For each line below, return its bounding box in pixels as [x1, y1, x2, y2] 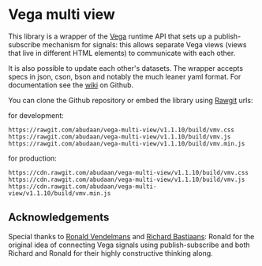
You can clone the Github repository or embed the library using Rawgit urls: [8, 95, 253, 105]
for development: [8, 110, 65, 120]
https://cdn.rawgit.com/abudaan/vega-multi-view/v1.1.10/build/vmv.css [8, 168, 249, 176]
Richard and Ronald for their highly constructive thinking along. [8, 248, 213, 257]
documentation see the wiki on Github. [8, 80, 134, 90]
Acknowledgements [8, 211, 110, 224]
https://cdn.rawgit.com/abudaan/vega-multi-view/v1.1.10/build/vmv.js [8, 175, 245, 183]
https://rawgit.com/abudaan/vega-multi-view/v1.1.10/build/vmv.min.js [8, 139, 245, 147]
